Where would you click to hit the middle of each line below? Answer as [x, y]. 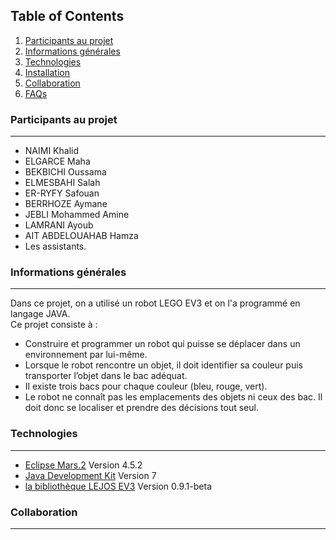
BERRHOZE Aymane [66, 204]
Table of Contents [67, 16]
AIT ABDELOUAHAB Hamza [81, 236]
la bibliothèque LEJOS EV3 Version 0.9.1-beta [118, 486]
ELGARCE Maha [57, 161]
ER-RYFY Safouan [62, 193]
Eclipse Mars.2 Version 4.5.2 [83, 465]
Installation [47, 72]
